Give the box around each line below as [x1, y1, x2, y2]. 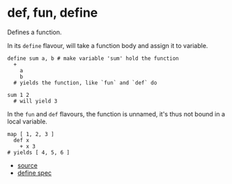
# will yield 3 [13, 98, 58, 105]
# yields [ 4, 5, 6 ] [7, 148, 70, 156]
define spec [17, 169, 52, 177]
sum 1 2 [7, 91, 30, 98]
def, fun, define [7, 5, 98, 21]
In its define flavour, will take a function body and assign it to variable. [7, 41, 208, 49]
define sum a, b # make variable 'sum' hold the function [7, 54, 179, 62]
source [17, 161, 38, 169]
